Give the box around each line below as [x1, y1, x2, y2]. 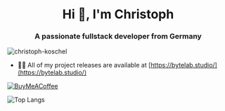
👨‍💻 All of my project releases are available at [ [17, 61, 151, 70]
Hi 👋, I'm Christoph [62, 6, 174, 22]
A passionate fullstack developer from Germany [34, 32, 202, 41]
